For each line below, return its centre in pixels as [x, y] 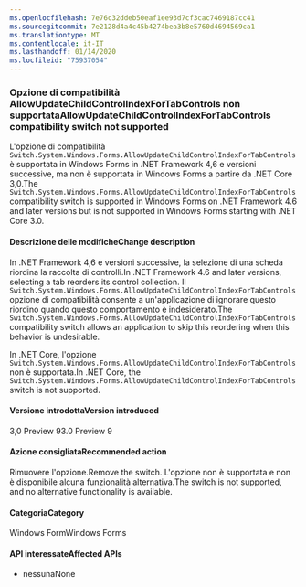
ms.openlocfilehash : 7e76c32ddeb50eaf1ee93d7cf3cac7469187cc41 [132, 18]
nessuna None [49, 574]
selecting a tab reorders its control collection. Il [98, 282]
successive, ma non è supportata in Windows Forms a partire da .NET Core [151, 174]
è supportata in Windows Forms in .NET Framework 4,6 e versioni [133, 165]
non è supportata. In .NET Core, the [75, 372]
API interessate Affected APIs [66, 553]
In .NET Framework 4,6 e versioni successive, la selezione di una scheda [146, 262]
